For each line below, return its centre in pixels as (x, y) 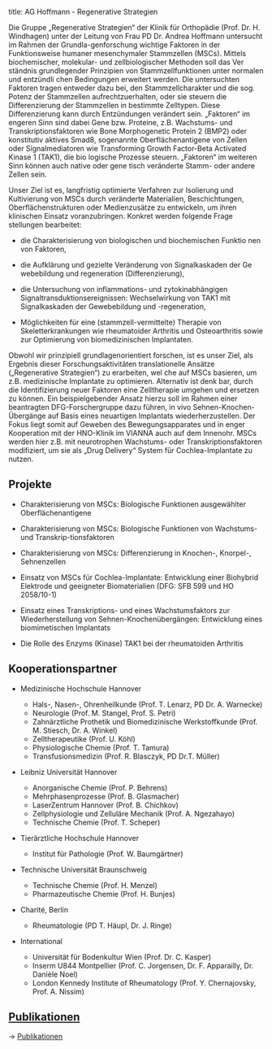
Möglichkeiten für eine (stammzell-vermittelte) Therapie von (121, 322)
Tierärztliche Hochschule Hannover (80, 838)
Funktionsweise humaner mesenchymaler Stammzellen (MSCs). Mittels (127, 53)
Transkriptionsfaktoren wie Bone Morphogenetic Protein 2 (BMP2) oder (128, 131)
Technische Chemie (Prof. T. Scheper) (96, 822)
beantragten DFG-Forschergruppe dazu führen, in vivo (100, 407)
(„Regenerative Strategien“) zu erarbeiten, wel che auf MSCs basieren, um (133, 372)
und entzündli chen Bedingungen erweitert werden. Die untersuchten (124, 79)
